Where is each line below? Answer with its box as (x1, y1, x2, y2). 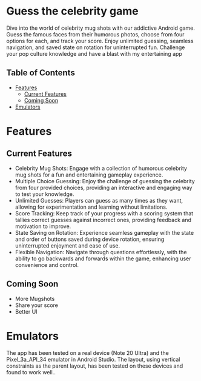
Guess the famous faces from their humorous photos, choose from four (6, 30, 185, 38)
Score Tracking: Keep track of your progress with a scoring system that (15, 209, 194, 217)
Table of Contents (6, 68, 76, 78)
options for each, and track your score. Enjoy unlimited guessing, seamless (6, 37, 194, 44)
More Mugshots (15, 295, 55, 302)
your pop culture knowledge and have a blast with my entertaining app (6, 50, 183, 57)
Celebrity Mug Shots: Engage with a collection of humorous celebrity (15, 164, 188, 172)
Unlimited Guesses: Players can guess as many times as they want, (15, 197, 183, 204)
